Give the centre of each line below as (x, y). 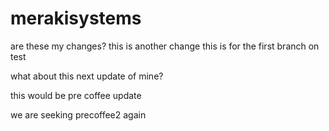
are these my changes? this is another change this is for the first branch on (165, 46)
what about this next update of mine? (87, 76)
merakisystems (76, 18)
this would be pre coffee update (76, 95)
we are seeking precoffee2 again (78, 114)
